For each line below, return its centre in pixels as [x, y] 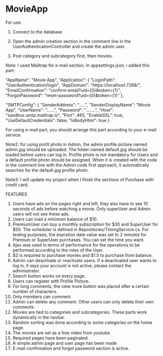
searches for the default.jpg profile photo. [47, 170]
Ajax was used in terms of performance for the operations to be [76, 245]
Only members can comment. [42, 296]
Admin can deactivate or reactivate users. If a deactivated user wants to [84, 260]
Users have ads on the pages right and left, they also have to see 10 [80, 203]
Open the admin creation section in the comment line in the [72, 41]
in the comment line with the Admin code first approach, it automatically [77, 165]
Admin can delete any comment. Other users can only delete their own [83, 302]
